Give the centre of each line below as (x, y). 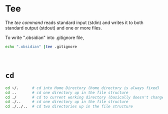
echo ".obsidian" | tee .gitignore (41, 46)
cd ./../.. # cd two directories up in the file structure (69, 106)
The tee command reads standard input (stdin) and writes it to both (74, 22)
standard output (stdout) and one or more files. (53, 27)
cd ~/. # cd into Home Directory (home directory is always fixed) (82, 88)
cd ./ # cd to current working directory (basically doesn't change (85, 97)
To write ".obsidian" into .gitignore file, (44, 37)
